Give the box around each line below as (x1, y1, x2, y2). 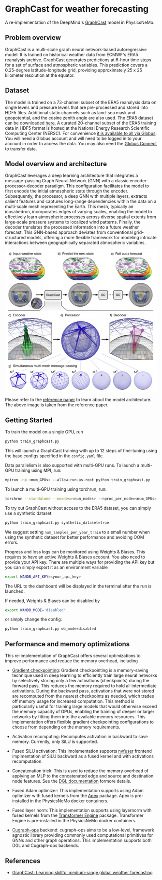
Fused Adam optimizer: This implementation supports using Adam (12, 788, 144, 794)
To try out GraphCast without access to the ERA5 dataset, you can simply (5, 505, 151, 511)
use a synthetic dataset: (5, 510, 53, 516)
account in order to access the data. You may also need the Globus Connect (5, 140, 157, 146)
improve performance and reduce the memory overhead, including (5, 658, 138, 664)
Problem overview (5, 34, 61, 42)
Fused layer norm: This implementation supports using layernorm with (12, 808, 152, 813)
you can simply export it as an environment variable (5, 564, 108, 570)
